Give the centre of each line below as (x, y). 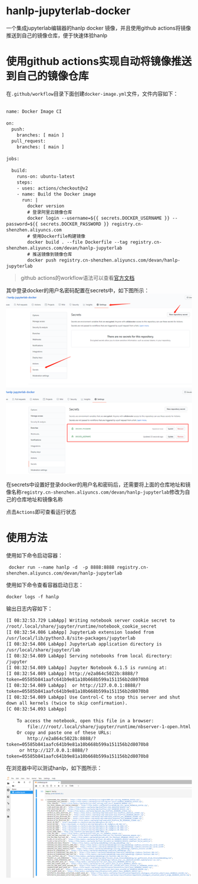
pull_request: (29, 141)
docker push (42, 260)
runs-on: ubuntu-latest (46, 176)
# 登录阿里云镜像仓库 (50, 212)
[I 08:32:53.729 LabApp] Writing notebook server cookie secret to (91, 620)
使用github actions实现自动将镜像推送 (99, 62)
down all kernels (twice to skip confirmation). (67, 703)
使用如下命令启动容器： (34, 555)
